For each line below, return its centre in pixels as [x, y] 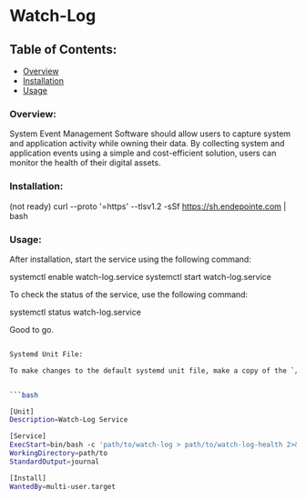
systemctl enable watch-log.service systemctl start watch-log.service [140, 276]
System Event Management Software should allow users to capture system [150, 134]
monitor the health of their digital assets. [85, 163]
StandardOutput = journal [55, 461]
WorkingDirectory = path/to [58, 454]
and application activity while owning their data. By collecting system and [147, 144]
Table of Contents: [63, 50]
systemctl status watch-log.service [75, 312]
